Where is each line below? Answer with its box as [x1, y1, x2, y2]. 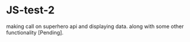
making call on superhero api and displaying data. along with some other [6, 23, 184, 30]
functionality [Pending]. [6, 29, 64, 36]
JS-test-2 [6, 3, 55, 17]
